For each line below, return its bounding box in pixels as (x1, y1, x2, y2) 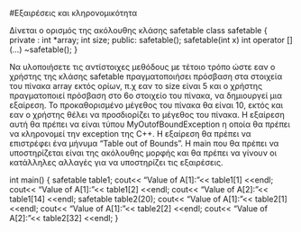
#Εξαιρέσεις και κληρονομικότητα (9, 8, 138, 18)
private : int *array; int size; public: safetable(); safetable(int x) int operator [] (9, 35, 293, 45)
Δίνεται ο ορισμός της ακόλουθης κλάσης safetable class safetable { (9, 25, 268, 35)
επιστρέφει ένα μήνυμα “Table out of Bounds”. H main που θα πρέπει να (9, 138, 279, 148)
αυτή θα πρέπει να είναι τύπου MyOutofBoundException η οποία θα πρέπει (9, 119, 291, 129)
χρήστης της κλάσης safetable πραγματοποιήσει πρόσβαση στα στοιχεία (9, 71, 283, 82)
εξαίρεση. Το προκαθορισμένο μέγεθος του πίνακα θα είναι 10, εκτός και (9, 100, 284, 111)
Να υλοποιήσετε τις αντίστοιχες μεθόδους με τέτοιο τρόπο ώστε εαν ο (9, 62, 276, 72)
